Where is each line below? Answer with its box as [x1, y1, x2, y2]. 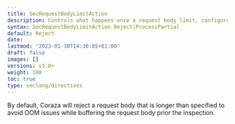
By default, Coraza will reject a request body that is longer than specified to [7, 101, 225, 109]
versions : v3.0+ [7, 62, 55, 69]
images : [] [7, 56, 39, 63]
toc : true [7, 75, 36, 83]
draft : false [7, 50, 45, 57]
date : [7, 36, 23, 43]
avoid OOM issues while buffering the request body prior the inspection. [7, 109, 215, 117]
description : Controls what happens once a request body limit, [7, 17, 199, 24]
